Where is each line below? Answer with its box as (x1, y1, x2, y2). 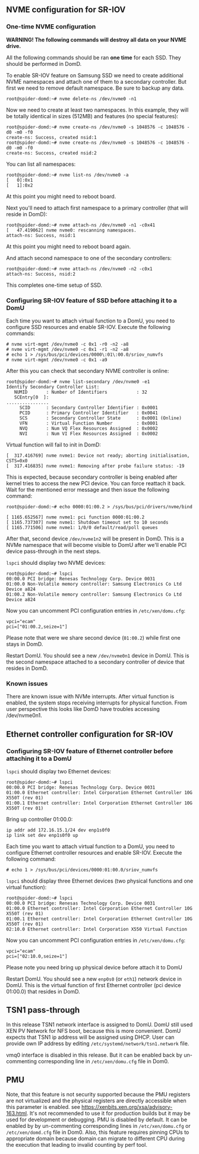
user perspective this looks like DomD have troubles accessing (6, 706, 160, 713)
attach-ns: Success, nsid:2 (6, 271, 76, 277)
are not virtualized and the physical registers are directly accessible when (6, 1097, 187, 1104)
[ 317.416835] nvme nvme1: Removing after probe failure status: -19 (6, 463, 185, 469)
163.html (6, 1109, 27, 1117)
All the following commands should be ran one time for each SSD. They (6, 53, 181, 61)
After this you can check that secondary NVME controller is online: (6, 367, 169, 374)
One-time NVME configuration (6, 23, 96, 31)
